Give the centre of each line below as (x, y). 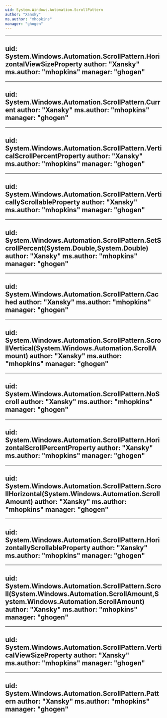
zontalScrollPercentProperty (50, 448)
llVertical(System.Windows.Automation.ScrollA (81, 348)
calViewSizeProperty (39, 655)
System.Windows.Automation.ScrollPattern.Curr (83, 102)
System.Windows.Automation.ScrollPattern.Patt (82, 694)
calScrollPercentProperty (45, 156)
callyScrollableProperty (43, 202)
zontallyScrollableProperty (48, 548)
